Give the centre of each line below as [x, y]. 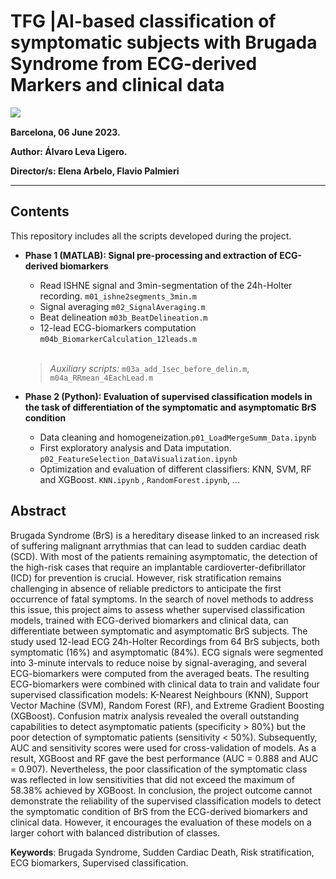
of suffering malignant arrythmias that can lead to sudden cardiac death [158, 546]
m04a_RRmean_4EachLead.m [101, 378]
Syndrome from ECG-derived [134, 64]
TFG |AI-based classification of [143, 21]
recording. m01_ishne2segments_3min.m [118, 296]
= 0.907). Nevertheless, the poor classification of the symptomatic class [159, 769]
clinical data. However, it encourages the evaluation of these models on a [161, 822]
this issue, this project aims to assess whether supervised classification [157, 609]
